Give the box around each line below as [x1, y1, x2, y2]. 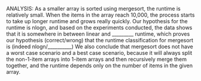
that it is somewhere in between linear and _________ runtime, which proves [6, 30, 190, 38]
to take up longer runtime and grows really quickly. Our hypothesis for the [6, 18, 188, 24]
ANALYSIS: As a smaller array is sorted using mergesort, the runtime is [6, 5, 181, 12]
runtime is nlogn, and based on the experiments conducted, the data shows [6, 24, 193, 31]
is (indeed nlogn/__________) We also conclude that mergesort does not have [6, 43, 193, 50]
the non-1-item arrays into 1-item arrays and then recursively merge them [6, 56, 187, 63]
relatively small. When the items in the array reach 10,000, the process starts [6, 11, 195, 18]
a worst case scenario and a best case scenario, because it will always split [6, 49, 193, 56]
